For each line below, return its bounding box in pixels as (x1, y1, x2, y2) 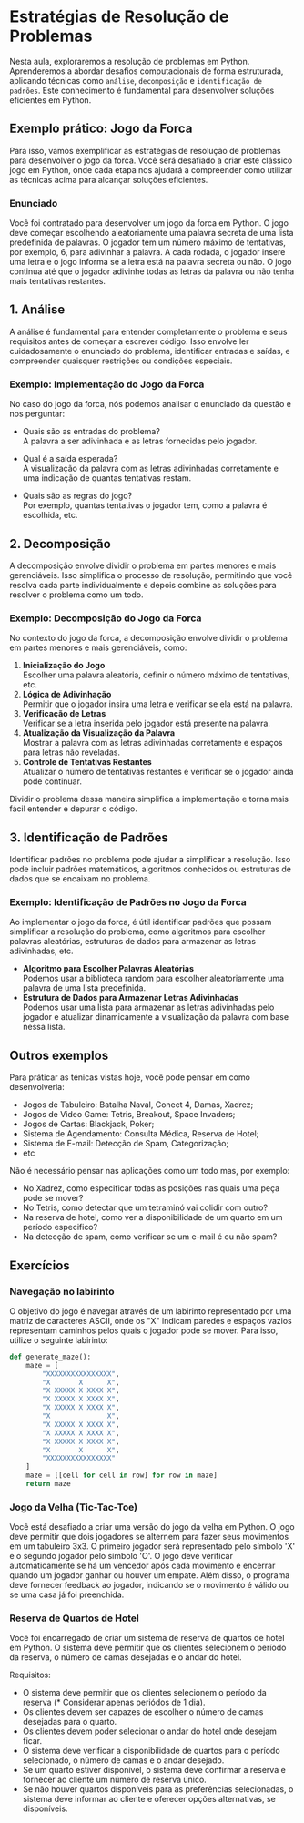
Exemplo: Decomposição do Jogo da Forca (9, 612, 202, 625)
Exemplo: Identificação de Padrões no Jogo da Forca (9, 896, 248, 908)
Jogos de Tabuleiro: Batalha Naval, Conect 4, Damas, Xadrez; (22, 1099, 254, 1110)
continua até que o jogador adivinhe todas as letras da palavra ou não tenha (9, 266, 295, 277)
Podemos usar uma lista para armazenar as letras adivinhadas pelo (22, 1002, 275, 1013)
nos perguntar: (9, 408, 66, 420)
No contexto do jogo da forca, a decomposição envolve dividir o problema (9, 633, 289, 644)
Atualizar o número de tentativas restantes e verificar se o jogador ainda (22, 767, 294, 778)
